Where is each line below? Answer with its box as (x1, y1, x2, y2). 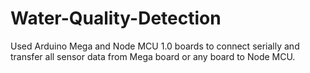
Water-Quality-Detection (10, 7, 222, 30)
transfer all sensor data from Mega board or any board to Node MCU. (10, 50, 296, 62)
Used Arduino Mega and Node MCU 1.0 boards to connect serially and (10, 40, 300, 52)
